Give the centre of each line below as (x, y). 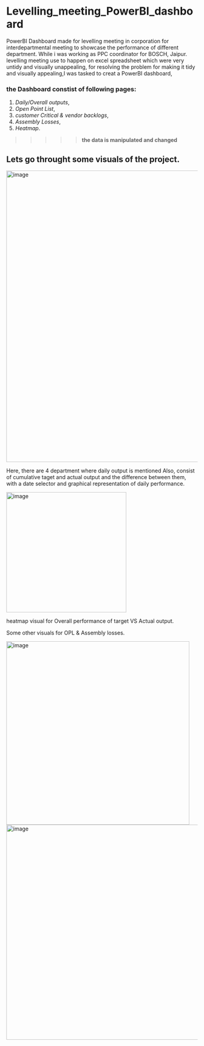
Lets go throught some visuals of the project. (93, 159)
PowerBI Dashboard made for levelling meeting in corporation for (87, 41)
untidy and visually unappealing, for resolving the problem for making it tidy (101, 67)
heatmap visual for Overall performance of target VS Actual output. (90, 621)
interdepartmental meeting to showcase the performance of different (93, 47)
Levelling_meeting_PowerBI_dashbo (100, 11)
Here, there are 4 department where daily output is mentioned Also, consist (101, 471)
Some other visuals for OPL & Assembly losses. (66, 633)
